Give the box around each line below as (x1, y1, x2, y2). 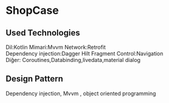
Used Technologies (5, 28, 80, 38)
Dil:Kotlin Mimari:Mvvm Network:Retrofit (5, 43, 106, 51)
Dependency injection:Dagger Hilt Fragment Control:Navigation (5, 50, 164, 57)
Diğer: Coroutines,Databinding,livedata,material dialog (5, 57, 141, 63)
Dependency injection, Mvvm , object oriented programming (5, 90, 156, 97)
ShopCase (5, 4, 59, 17)
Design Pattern (5, 73, 64, 84)
